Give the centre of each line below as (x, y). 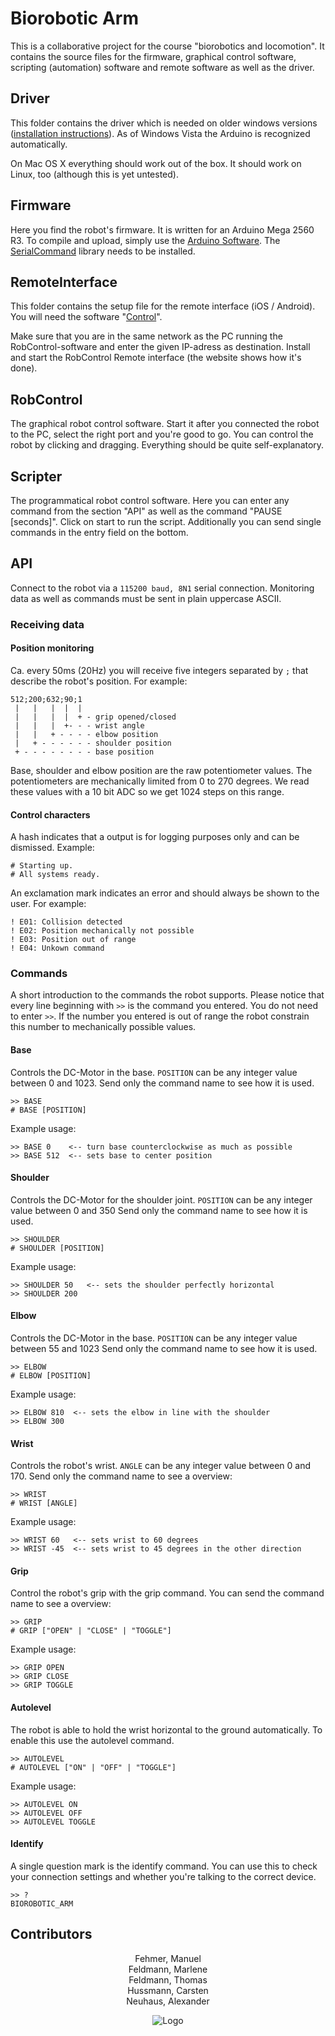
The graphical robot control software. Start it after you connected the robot (165, 424)
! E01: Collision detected (66, 922)
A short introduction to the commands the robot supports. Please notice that (167, 995)
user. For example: (48, 904)
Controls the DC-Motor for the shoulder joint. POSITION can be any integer (161, 1199)
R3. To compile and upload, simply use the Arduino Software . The (145, 240)
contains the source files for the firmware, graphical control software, (153, 56)
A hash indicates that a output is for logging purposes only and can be (155, 837)
